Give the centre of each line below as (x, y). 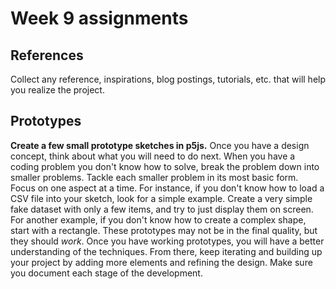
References (47, 55)
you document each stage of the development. (106, 273)
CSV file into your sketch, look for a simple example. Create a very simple (161, 198)
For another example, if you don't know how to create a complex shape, (158, 219)
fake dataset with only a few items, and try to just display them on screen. (162, 209)
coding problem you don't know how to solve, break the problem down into (165, 166)
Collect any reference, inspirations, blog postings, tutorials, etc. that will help (168, 79)
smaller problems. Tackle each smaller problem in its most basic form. (154, 177)
